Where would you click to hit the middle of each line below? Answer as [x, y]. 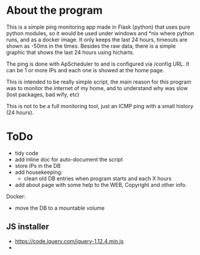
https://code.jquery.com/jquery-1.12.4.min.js [69, 241]
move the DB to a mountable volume [60, 208]
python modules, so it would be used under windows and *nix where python [100, 33]
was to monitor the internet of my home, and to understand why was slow [97, 88]
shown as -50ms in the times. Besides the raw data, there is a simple [91, 46]
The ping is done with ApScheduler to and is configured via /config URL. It [98, 64]
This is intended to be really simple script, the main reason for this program [99, 82]
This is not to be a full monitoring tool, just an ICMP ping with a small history [100, 106]
